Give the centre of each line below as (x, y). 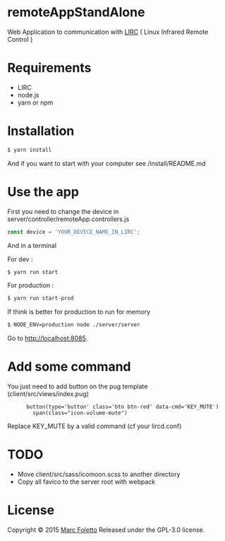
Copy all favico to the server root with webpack (86, 482)
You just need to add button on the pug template (78, 386)
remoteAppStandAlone (76, 12)
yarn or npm (35, 102)
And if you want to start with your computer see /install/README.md (107, 163)
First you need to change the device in (63, 211)
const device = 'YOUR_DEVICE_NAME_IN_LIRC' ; (74, 232)
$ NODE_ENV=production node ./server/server (74, 325)
